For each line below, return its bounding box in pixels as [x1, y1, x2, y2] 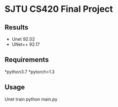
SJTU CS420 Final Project [4, 3, 113, 15]
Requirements [4, 56, 49, 64]
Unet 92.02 [11, 36, 35, 42]
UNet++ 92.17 [11, 41, 40, 47]
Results [4, 23, 29, 32]
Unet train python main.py [4, 96, 58, 102]
